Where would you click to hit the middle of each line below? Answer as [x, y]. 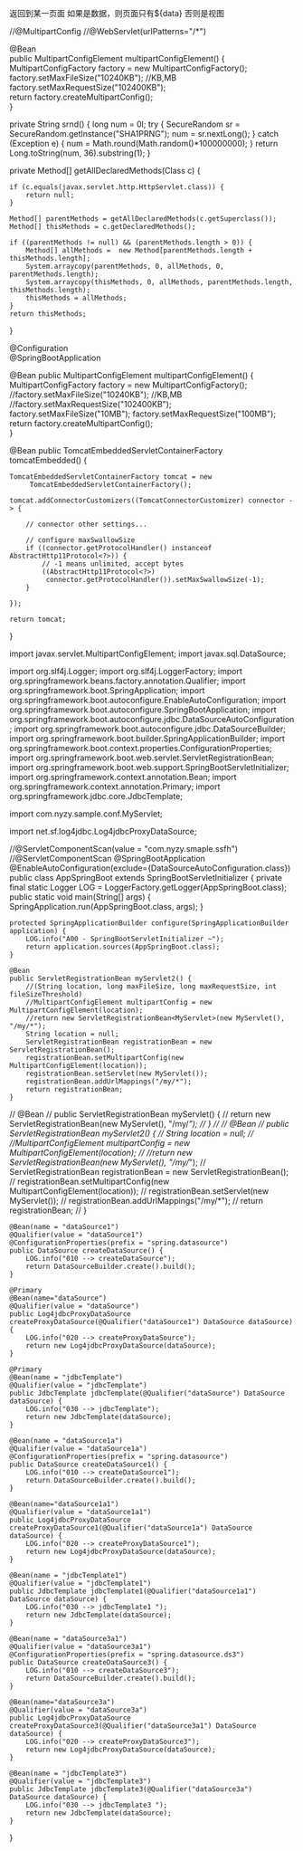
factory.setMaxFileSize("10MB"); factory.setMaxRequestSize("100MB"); [143, 414]
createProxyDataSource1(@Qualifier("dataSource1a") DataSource [131, 1528]
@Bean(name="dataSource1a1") [64, 1504]
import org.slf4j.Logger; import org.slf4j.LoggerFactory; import [126, 671]
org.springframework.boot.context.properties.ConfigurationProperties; [141, 748]
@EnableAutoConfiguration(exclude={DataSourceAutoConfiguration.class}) [150, 868]
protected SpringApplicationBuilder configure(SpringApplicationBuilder [149, 923]
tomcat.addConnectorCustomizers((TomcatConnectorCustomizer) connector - [151, 501]
